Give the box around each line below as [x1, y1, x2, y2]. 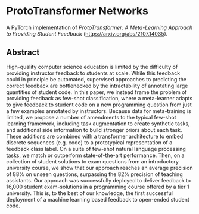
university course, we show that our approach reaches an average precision [6, 164, 194, 171]
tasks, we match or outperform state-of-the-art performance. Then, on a [6, 152, 185, 159]
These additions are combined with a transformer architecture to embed [6, 133, 184, 140]
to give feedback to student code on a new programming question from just [6, 101, 192, 108]
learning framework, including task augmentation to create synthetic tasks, [6, 120, 190, 127]
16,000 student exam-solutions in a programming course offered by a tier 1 [6, 183, 189, 190]
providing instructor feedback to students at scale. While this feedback [6, 70, 181, 77]
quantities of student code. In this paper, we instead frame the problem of [6, 88, 188, 96]
